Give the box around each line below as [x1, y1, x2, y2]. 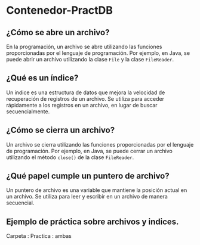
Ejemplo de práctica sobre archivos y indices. [6, 216, 179, 227]
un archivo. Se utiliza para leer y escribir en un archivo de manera [6, 193, 168, 200]
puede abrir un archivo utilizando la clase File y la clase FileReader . [6, 56, 174, 63]
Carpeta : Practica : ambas [6, 232, 72, 240]
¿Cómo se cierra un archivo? [6, 125, 115, 135]
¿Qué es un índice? [6, 73, 79, 83]
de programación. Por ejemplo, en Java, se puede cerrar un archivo [6, 147, 173, 154]
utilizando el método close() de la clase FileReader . [6, 153, 134, 161]
